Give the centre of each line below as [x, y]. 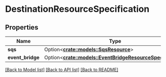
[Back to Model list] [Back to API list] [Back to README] [62, 70]
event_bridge [23, 58]
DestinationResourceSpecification [77, 9]
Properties [22, 27]
